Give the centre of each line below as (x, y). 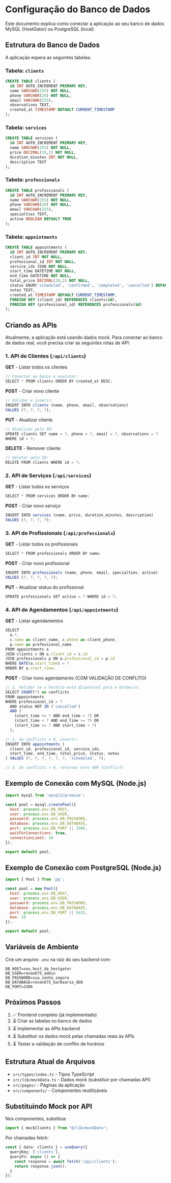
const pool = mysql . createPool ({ (41, 804)
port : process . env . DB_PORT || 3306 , (49, 828)
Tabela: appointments (31, 237)
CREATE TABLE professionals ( (37, 190)
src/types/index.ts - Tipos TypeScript (53, 1074)
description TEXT (28, 162)
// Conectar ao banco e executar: (42, 377)
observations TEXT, (31, 105)
